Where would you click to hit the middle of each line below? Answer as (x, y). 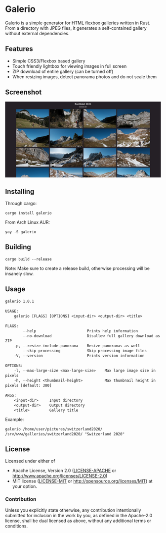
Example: (15, 419)
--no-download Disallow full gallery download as (92, 336)
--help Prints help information (81, 331)
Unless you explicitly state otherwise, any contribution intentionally (73, 510)
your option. (24, 486)
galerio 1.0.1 (20, 301)
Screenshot (23, 92)
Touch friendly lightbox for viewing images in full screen (69, 66)
